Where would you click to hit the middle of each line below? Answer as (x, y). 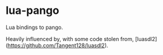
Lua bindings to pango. (35, 27)
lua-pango (32, 11)
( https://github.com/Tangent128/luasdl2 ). (57, 45)
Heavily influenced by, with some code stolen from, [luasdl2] (81, 39)
